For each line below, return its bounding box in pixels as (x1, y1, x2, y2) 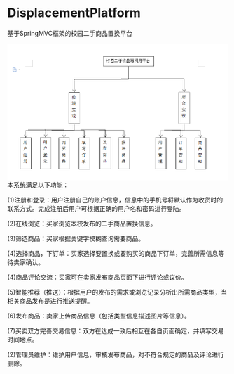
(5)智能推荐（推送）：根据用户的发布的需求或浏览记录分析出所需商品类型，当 (7, 288, 228, 296)
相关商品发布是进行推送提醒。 (7, 297, 93, 305)
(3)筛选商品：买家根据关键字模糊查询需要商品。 (7, 234, 145, 243)
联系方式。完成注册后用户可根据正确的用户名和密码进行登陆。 (7, 204, 186, 212)
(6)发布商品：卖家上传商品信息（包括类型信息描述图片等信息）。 (7, 311, 191, 320)
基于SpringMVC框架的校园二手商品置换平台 (7, 29, 133, 37)
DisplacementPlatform (7, 5, 142, 21)
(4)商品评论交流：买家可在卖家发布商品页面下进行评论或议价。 (7, 273, 188, 281)
